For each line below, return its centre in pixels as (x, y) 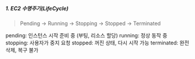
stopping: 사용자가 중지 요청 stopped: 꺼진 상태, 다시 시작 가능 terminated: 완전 (97, 43)
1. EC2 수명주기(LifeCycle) (37, 8)
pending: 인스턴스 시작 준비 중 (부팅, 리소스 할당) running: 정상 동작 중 (87, 35)
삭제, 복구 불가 (22, 50)
